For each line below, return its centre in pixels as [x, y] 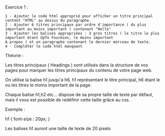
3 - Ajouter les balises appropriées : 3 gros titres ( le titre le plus [82, 34]
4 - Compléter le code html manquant [44, 46]
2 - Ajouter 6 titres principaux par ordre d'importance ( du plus [76, 25]
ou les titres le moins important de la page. [49, 85]
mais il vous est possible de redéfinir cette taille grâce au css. [68, 100]
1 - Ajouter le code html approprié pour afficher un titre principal [79, 16]
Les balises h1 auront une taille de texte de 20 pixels [58, 128]
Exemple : [15, 109]
